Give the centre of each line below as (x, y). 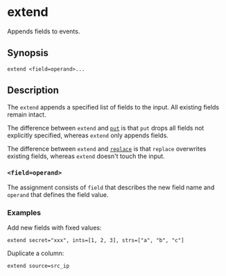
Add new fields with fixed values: (54, 228)
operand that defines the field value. (58, 194)
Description (33, 90)
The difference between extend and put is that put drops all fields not (106, 128)
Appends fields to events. (44, 31)
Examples (24, 212)
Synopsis (28, 53)
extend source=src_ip (38, 266)
